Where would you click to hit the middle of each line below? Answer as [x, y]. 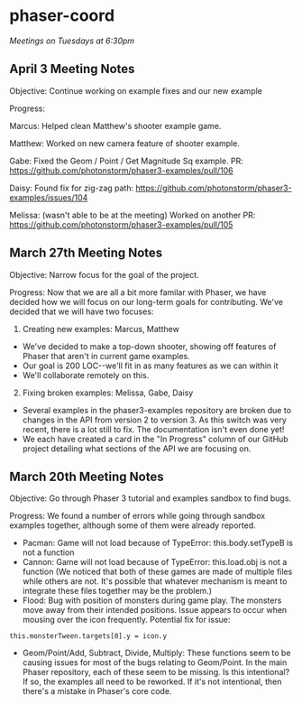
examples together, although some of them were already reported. [133, 525]
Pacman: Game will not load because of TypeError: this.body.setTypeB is [157, 543]
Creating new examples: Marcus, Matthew [101, 329]
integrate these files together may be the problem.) [117, 591]
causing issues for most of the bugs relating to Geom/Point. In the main [155, 662]
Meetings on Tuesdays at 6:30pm [72, 41]
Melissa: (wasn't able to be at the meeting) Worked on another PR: [133, 215]
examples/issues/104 [49, 197]
